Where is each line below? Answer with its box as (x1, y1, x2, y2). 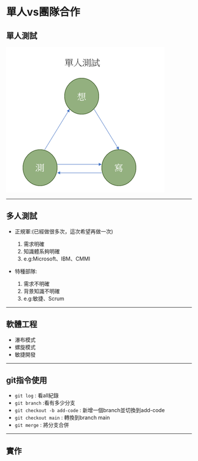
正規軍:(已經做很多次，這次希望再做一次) (14, 228, 114, 235)
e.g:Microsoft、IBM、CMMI (23, 255, 90, 262)
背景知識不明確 (23, 287, 60, 295)
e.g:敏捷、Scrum (23, 295, 65, 302)
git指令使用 (6, 376, 47, 386)
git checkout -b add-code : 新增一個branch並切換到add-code (14, 407, 165, 414)
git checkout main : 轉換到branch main (14, 414, 110, 422)
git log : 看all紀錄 (14, 392, 59, 399)
